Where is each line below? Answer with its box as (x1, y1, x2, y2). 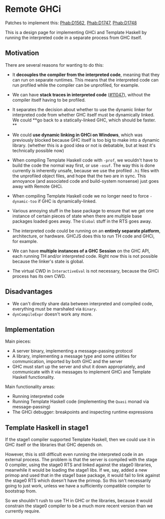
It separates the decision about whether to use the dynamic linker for (12, 106, 153, 112)
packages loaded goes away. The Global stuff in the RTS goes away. (12, 218, 152, 224)
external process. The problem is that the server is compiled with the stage (5, 457, 158, 463)
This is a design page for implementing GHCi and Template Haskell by (5, 29, 147, 35)
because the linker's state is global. (12, 258, 85, 264)
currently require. (5, 508, 40, 514)
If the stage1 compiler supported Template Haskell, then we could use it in (5, 437, 155, 442)
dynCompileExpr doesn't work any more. (12, 311, 93, 317)
